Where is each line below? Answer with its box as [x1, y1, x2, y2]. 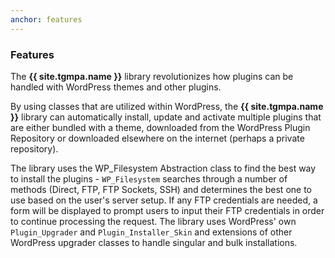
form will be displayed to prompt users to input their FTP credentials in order [10, 204, 325, 216]
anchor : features [10, 14, 83, 25]
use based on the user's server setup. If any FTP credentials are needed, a [10, 194, 318, 206]
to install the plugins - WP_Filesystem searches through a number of [10, 172, 288, 185]
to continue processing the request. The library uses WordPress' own [10, 215, 297, 227]
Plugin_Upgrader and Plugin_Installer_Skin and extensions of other [10, 226, 293, 238]
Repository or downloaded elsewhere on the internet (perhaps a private [10, 132, 305, 144]
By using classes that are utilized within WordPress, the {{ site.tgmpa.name [10, 100, 324, 112]
